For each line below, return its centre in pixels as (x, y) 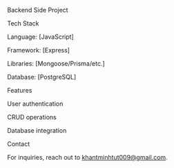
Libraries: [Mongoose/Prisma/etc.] (56, 64)
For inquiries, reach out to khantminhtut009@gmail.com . (87, 157)
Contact (18, 144)
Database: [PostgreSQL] (42, 77)
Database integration (37, 130)
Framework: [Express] (39, 50)
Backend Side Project (38, 10)
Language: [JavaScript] (40, 37)
